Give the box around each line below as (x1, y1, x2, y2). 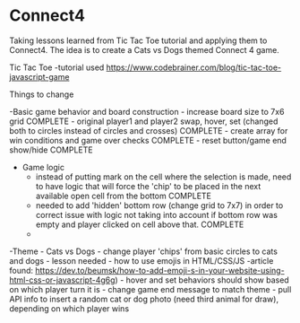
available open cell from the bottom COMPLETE (35, 190, 212, 201)
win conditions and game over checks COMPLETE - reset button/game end (9, 135, 287, 145)
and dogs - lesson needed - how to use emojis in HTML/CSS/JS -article (9, 255, 274, 266)
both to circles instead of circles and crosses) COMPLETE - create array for (9, 125, 288, 135)
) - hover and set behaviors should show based (115, 275, 289, 285)
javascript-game (9, 71, 70, 82)
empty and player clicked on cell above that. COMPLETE (35, 219, 244, 230)
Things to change (9, 89, 74, 100)
